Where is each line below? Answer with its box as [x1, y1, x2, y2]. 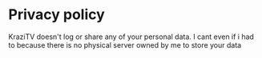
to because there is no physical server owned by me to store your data [8, 40, 242, 49]
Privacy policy [8, 6, 106, 24]
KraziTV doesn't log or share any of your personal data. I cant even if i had [8, 32, 255, 41]
